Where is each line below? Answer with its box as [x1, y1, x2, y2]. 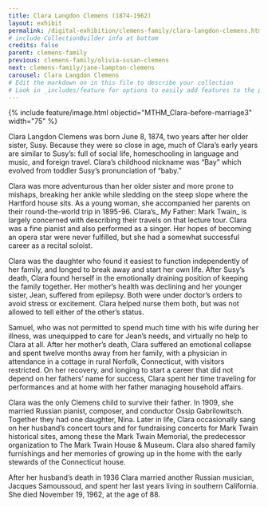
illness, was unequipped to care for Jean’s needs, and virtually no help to [8, 331, 249, 341]
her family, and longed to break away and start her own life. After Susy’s [8, 265, 246, 274]
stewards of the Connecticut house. [8, 457, 126, 467]
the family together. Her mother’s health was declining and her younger [8, 281, 242, 292]
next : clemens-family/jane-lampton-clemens [8, 64, 156, 72]
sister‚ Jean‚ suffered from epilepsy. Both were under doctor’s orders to [8, 290, 242, 300]
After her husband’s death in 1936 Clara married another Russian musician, [8, 473, 254, 482]
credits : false [8, 42, 59, 50]
